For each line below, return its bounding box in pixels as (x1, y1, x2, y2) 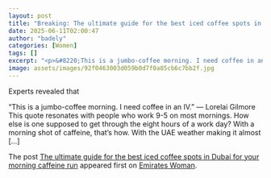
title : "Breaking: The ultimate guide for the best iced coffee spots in (8, 19, 262, 27)
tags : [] (8, 49, 38, 57)
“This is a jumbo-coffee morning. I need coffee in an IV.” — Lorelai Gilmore (8, 101, 256, 111)
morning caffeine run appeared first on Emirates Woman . (8, 160, 198, 170)
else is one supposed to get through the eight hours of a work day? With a (8, 118, 255, 129)
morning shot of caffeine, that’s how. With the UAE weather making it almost (8, 127, 261, 137)
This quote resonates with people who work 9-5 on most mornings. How (8, 110, 250, 120)
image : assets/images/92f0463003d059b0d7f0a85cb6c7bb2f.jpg (8, 64, 215, 72)
